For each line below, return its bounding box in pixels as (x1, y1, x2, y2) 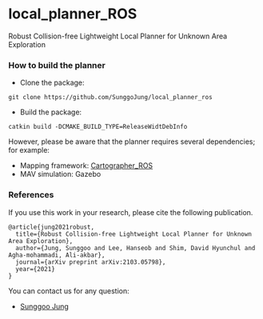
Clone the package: (19, 78, 86, 88)
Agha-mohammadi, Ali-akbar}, (8, 251, 106, 259)
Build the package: (19, 107, 82, 117)
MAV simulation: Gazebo (19, 169, 102, 179)
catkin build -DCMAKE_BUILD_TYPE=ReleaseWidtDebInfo (8, 123, 188, 131)
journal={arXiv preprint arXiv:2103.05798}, (15, 257, 166, 266)
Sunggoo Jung (19, 301, 70, 311)
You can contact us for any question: (8, 285, 130, 296)
